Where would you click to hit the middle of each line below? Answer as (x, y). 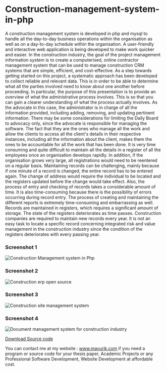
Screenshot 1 (21, 247)
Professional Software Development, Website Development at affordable (79, 359)
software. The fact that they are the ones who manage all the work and (78, 128)
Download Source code (29, 339)
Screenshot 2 (22, 271)
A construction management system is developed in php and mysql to (76, 33)
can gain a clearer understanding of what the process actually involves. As (81, 102)
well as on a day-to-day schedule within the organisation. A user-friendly (80, 44)
